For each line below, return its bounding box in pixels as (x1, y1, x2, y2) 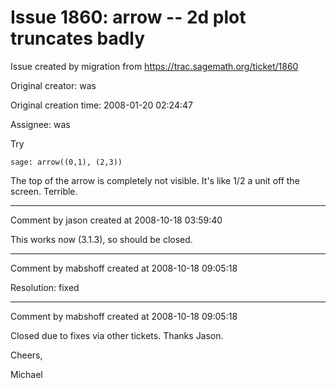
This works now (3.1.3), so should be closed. (10, 233, 193, 245)
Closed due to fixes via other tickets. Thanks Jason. (10, 329, 224, 341)
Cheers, (10, 349, 43, 361)
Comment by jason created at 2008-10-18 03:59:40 (10, 214, 223, 226)
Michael (10, 368, 43, 380)
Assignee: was (10, 118, 71, 130)
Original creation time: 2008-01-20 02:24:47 (10, 99, 193, 111)
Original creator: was (10, 79, 97, 91)
